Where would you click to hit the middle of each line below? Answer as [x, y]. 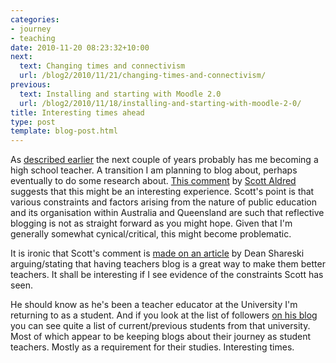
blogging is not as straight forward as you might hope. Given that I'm [151, 223]
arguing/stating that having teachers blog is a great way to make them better [168, 264]
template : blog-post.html [64, 131]
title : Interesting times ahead [77, 112]
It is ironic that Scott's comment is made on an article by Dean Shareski [157, 253]
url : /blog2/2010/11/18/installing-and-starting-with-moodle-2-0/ [160, 103]
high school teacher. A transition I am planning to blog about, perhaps [154, 170]
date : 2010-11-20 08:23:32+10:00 [80, 47]
